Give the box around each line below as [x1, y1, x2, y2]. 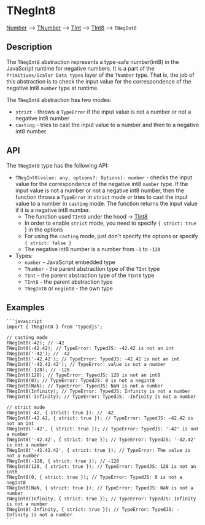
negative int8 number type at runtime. [6, 84, 99, 91]
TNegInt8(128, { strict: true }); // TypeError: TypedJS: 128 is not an [6, 464, 196, 470]
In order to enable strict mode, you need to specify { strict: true [24, 219, 197, 227]
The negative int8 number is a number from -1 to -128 [24, 245, 161, 252]
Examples [6, 302, 45, 313]
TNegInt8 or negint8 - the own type [24, 284, 114, 292]
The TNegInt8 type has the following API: [6, 161, 109, 169]
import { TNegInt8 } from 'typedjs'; [6, 324, 103, 330]
